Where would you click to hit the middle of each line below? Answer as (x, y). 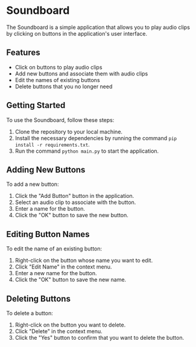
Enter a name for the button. (50, 209)
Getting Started (36, 105)
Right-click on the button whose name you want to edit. (84, 261)
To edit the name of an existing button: (54, 249)
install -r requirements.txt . (52, 144)
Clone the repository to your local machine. (68, 132)
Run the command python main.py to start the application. (87, 151)
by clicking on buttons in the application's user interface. (77, 33)
